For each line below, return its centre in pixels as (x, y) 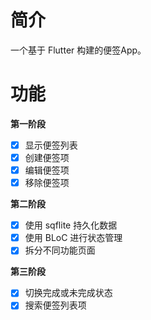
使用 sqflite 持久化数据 (71, 225)
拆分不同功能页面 (60, 250)
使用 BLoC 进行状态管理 (73, 238)
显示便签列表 (51, 145)
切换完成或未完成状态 (68, 293)
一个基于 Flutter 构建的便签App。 (78, 50)
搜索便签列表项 (55, 305)
